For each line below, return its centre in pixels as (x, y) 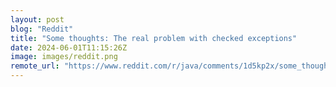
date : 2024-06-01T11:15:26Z (69, 47)
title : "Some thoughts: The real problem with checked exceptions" (154, 38)
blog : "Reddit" (42, 29)
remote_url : (35, 66)
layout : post (37, 19)
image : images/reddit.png (64, 57)
